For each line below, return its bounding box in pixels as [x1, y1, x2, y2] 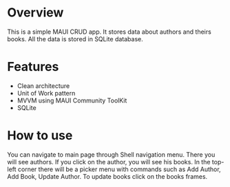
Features [7, 59, 59, 75]
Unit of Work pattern [17, 89, 76, 97]
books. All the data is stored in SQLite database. [7, 34, 143, 43]
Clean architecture [17, 81, 70, 90]
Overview [7, 5, 64, 21]
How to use [7, 128, 73, 144]
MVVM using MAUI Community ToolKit [17, 96, 127, 104]
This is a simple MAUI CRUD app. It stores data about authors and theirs [7, 27, 211, 36]
